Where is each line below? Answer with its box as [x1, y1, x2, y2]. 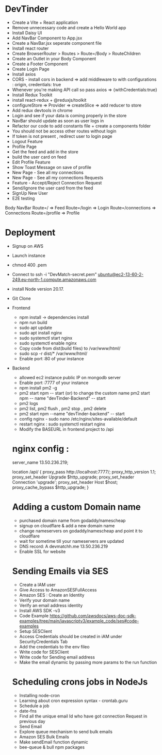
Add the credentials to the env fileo [19, 644, 90, 649]
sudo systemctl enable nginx [19, 340, 77, 346]
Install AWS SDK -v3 [19, 608, 61, 613]
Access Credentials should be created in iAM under [19, 633, 123, 639]
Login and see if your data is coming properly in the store [12, 112, 127, 118]
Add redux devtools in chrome [12, 107, 73, 113]
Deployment [5, 227, 56, 238]
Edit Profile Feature [12, 159, 51, 165]
